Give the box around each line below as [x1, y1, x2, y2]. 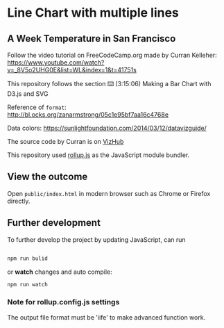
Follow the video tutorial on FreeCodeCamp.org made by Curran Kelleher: [7, 51, 217, 59]
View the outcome [7, 171, 88, 183]
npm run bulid [7, 255, 49, 262]
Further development [7, 217, 101, 229]
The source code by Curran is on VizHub [7, 138, 124, 145]
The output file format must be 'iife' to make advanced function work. [7, 313, 206, 321]
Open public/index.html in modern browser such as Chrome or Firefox [7, 189, 211, 197]
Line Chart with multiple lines [7, 5, 179, 21]
